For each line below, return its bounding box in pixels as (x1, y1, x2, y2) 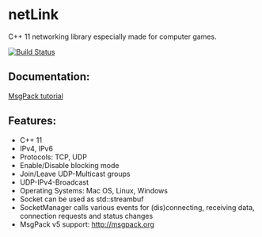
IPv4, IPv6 (19, 143, 54, 153)
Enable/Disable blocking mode (19, 160, 120, 170)
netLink (8, 6, 59, 24)
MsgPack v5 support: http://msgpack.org (19, 220, 154, 229)
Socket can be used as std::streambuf (19, 194, 144, 204)
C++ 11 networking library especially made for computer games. (8, 32, 217, 41)
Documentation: (8, 70, 90, 84)
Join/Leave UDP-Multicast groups (19, 169, 131, 178)
